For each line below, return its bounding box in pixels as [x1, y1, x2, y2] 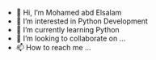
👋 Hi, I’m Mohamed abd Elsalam [15, 8, 122, 17]
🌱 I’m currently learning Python [15, 25, 120, 34]
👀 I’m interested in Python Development [15, 16, 148, 26]
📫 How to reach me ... [15, 43, 91, 52]
